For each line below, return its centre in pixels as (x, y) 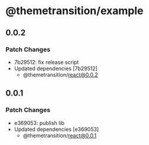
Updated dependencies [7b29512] (56, 68)
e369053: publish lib (39, 123)
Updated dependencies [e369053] (56, 129)
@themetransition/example (74, 11)
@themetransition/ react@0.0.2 (60, 74)
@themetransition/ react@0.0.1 (60, 135)
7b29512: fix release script (46, 62)
